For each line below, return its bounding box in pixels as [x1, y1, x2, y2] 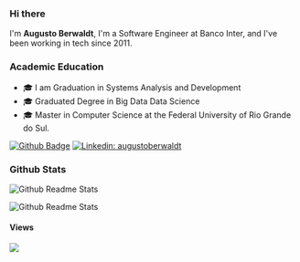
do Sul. [22, 122, 50, 133]
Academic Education [9, 60, 104, 73]
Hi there [9, 7, 46, 20]
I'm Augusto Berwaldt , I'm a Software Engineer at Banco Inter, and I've [9, 28, 278, 39]
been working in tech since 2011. [9, 37, 133, 48]
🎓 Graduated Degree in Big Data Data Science [22, 95, 200, 107]
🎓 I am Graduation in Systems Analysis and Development [22, 81, 241, 93]
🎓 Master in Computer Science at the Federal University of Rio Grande [22, 109, 292, 121]
